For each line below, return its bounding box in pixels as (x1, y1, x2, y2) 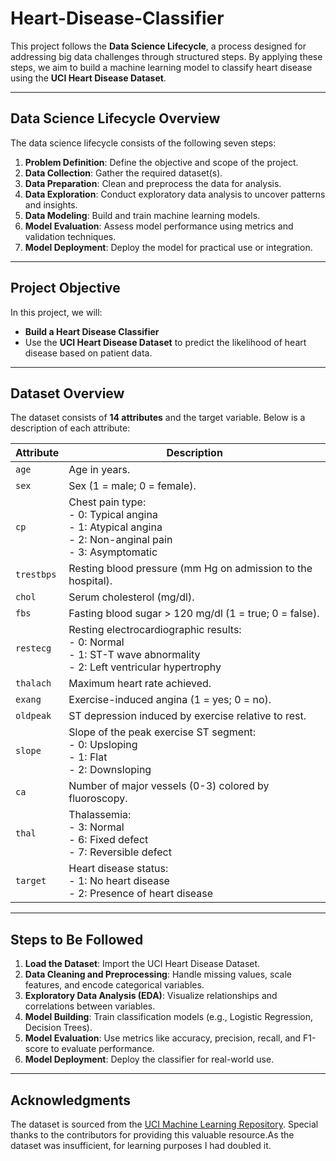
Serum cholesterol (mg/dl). (68, 590, 195, 604)
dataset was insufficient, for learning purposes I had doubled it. (10, 1140, 272, 1151)
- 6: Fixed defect (68, 833, 149, 847)
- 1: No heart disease (68, 874, 170, 888)
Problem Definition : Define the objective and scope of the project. (24, 156, 299, 168)
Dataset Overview (10, 385, 125, 402)
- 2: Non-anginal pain (68, 533, 173, 547)
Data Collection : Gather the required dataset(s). (24, 167, 223, 179)
